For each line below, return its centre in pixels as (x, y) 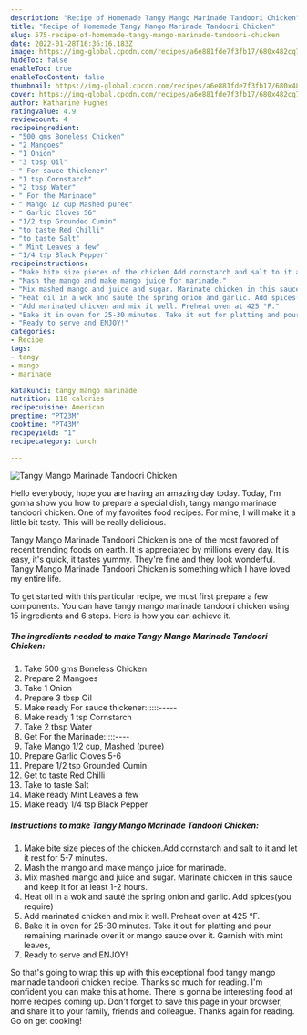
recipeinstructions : (50, 264)
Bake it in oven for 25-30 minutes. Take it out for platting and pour (148, 926)
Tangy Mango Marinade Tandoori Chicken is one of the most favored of (144, 540)
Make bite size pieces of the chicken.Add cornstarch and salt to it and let (160, 848)
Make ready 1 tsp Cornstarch (77, 718)
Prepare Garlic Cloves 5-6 (72, 756)
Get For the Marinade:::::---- (77, 737)
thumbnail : (31, 86)
